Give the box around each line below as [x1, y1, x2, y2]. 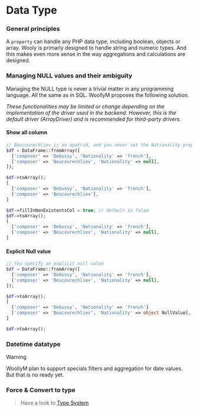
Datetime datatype [6, 340, 61, 348]
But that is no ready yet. [6, 371, 64, 378]
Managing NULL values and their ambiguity [6, 72, 133, 80]
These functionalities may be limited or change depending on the [6, 103, 165, 110]
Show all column [6, 129, 48, 136]
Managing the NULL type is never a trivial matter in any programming [6, 85, 174, 92]
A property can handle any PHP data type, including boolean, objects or [6, 38, 181, 45]
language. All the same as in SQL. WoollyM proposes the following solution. [6, 91, 190, 98]
